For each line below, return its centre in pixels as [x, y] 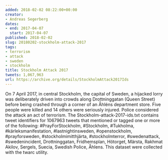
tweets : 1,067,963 [24, 75]
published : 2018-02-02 [29, 38]
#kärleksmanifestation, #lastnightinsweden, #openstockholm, [69, 131]
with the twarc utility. [27, 152]
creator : [14, 14]
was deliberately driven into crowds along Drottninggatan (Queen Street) [80, 99]
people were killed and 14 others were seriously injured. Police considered [82, 109]
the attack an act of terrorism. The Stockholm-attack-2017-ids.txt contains [82, 115]
